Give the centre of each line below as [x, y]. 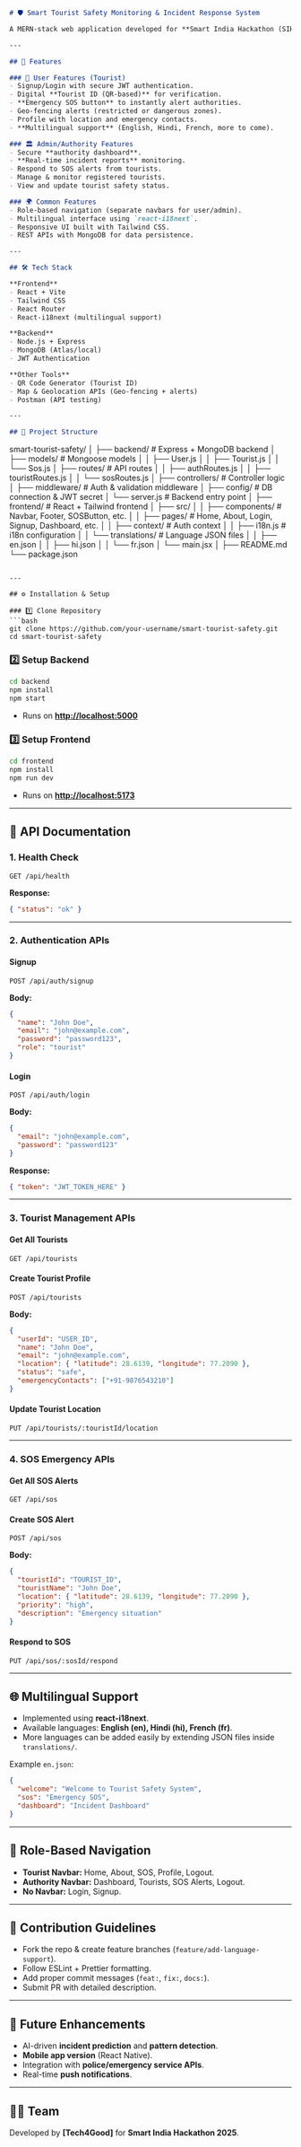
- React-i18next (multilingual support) [86, 317]
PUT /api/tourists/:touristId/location [84, 1428]
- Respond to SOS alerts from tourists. [86, 169]
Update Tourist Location [55, 1409]
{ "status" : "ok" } [46, 909]
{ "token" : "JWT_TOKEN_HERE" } [68, 1187]
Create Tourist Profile [50, 1278]
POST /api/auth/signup [52, 981]
